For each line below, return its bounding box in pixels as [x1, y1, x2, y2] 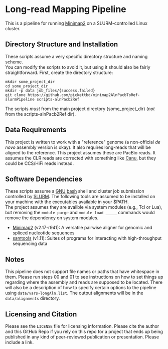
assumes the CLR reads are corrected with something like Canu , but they [5, 155, 156, 161]
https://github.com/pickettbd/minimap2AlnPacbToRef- [27, 92, 140, 98]
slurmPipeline [5, 97, 35, 102]
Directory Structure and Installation [5, 40, 118, 49]
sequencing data [12, 240, 48, 247]
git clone [5, 92, 26, 98]
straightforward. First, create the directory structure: [5, 69, 113, 75]
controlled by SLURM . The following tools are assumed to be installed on [5, 194, 155, 200]
